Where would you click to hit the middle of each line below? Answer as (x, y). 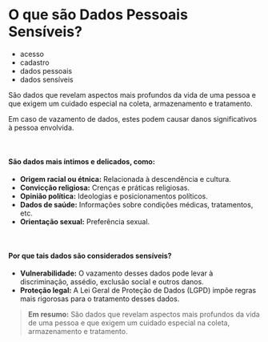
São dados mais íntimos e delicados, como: (82, 161)
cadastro (34, 62)
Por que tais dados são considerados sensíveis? (90, 255)
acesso (32, 54)
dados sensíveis (46, 79)
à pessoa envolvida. (41, 127)
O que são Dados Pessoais (98, 15)
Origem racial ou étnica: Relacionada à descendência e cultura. (126, 179)
